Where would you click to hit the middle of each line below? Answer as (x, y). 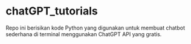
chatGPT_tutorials (52, 11)
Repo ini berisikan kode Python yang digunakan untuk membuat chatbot (95, 28)
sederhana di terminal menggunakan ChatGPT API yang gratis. (84, 34)
